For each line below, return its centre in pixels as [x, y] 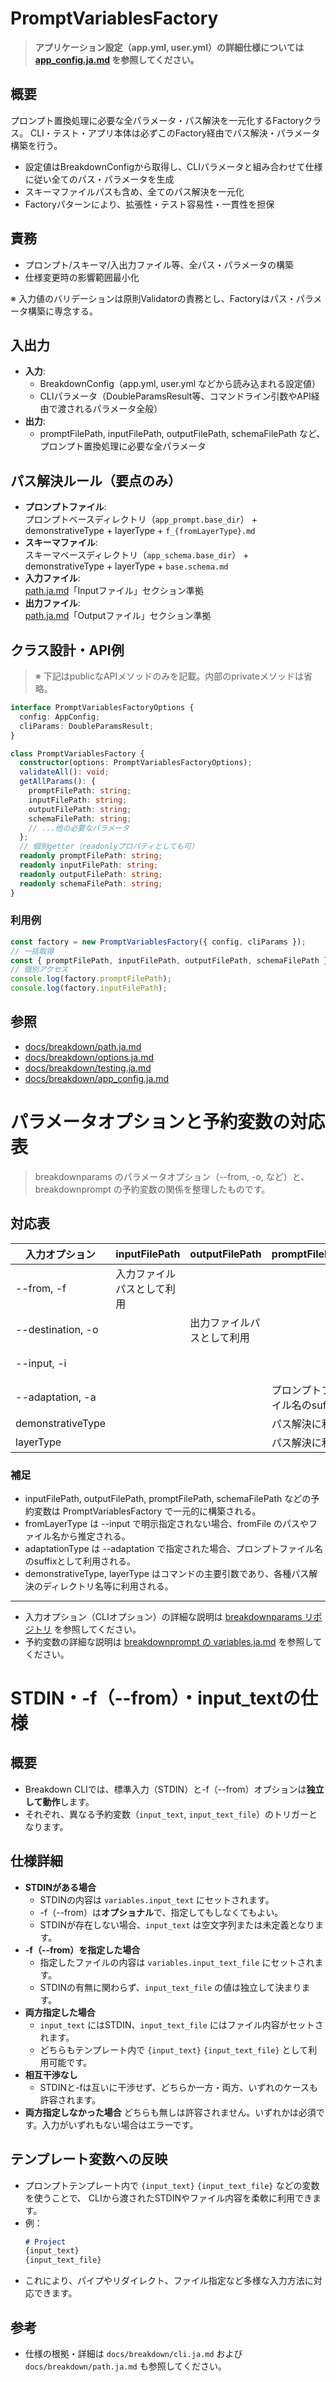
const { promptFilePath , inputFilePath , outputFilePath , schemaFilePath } [169, 960]
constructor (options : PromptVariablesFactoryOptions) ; [136, 763]
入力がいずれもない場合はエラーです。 [120, 2124]
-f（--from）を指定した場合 [82, 1949]
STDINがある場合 [60, 1887]
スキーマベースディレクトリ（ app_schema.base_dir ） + [137, 555]
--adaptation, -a [56, 1397]
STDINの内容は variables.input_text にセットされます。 [157, 1899]
